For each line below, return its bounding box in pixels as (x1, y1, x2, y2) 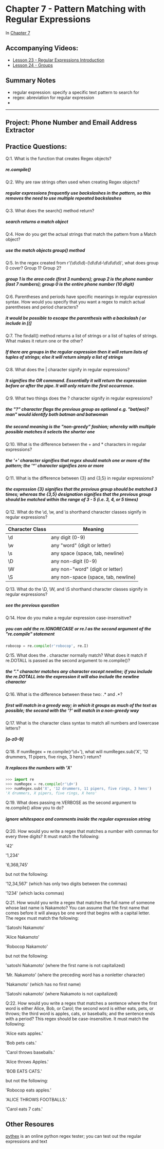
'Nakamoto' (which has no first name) (5, 981, 81, 987)
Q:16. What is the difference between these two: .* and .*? (5, 691, 123, 697)
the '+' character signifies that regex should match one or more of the (5, 458, 150, 464)
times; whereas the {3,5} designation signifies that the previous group (5, 491, 151, 497)
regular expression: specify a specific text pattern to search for (12, 89, 139, 95)
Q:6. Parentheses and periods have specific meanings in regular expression (5, 294, 157, 300)
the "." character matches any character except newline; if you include (5, 668, 153, 674)
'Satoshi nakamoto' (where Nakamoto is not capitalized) (5, 990, 118, 996)
